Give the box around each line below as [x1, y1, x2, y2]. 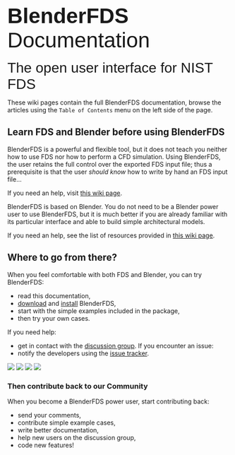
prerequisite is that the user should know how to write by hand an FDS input [7, 167, 228, 176]
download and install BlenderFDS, [17, 299, 116, 307]
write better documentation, [17, 425, 99, 434]
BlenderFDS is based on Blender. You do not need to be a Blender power [7, 202, 219, 211]
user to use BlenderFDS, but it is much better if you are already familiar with [7, 210, 228, 218]
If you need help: [7, 328, 56, 336]
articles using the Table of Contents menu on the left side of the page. [7, 106, 213, 114]
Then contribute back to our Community [7, 381, 148, 391]
